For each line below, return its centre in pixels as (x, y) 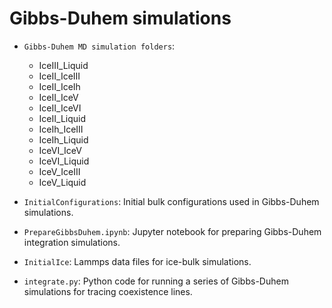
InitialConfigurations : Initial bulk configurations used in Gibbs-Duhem (171, 201)
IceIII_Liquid (63, 65)
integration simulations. (72, 242)
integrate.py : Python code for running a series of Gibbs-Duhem (156, 281)
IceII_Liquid (62, 118)
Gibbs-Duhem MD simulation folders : (99, 46)
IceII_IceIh (59, 86)
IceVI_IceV (60, 150)
